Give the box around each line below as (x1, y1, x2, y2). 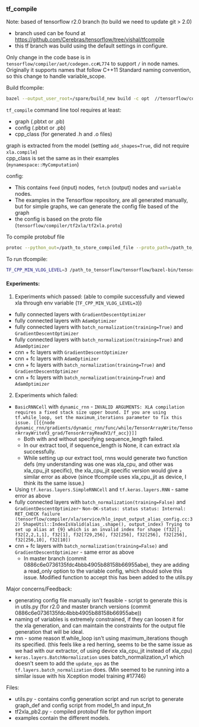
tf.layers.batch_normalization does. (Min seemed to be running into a (14, 666, 190, 674)
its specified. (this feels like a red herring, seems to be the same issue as (14, 641, 192, 648)
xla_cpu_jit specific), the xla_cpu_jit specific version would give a (23, 467, 182, 474)
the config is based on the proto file (14, 215, 102, 223)
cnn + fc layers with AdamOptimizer (14, 355, 99, 362)
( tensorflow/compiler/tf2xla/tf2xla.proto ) (14, 222, 123, 229)
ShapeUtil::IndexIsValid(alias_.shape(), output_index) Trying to (23, 522, 191, 528)
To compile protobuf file (6, 233, 65, 240)
